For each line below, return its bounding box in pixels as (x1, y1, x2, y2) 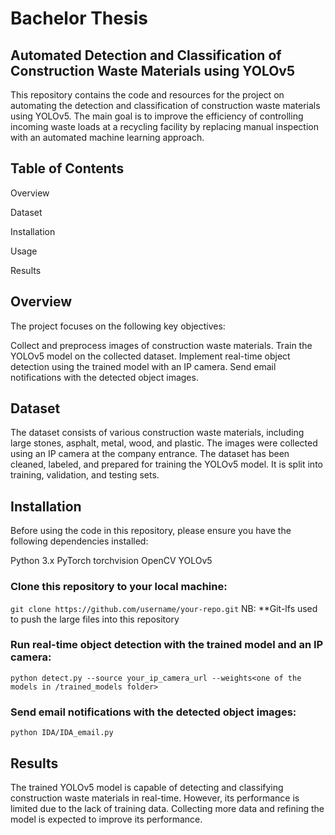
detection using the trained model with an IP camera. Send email (10, 360, 277, 372)
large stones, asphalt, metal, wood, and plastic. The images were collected (10, 437, 318, 449)
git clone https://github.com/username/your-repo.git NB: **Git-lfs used (10, 602, 318, 614)
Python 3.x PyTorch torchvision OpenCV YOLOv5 (10, 555, 213, 567)
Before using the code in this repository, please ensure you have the (10, 525, 292, 537)
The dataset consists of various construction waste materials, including (10, 427, 305, 439)
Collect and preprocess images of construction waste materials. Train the (10, 339, 313, 351)
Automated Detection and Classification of (10, 47, 282, 64)
